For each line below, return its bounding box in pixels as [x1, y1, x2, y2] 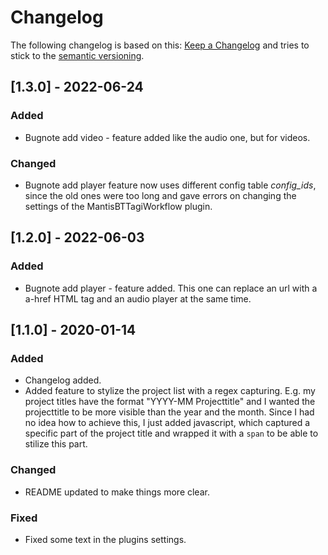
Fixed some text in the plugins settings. [24, 533, 187, 545]
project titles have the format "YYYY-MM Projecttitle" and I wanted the [24, 396, 316, 408]
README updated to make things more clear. [24, 486, 210, 498]
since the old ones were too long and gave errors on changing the [24, 189, 297, 201]
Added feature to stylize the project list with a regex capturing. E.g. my [24, 385, 316, 397]
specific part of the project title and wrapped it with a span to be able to [24, 427, 319, 440]
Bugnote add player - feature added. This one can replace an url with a [24, 282, 318, 294]
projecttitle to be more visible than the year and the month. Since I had [24, 406, 315, 418]
